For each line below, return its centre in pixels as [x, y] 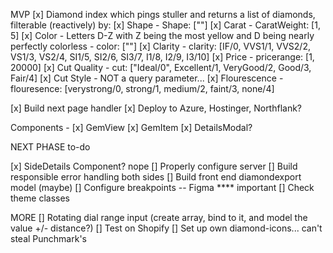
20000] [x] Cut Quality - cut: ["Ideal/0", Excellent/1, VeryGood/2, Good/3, [161, 67]
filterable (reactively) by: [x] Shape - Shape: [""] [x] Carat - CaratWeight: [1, [165, 25]
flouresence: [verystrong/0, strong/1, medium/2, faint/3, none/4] [142, 88]
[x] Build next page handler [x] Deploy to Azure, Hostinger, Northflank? [156, 108]
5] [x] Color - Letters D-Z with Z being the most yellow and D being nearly [162, 35]
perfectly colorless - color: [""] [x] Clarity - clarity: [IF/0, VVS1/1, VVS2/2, [160, 46]
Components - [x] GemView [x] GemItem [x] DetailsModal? [131, 127]
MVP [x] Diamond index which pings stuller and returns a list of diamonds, [163, 14]
